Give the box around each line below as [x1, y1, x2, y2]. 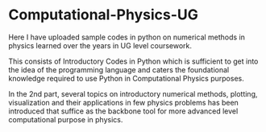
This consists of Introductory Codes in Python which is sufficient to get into [8, 56, 259, 66]
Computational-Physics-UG [8, 6, 199, 24]
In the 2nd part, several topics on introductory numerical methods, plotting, [8, 89, 258, 98]
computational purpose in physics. [8, 114, 123, 124]
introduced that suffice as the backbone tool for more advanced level [8, 106, 239, 116]
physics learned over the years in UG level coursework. [8, 40, 192, 50]
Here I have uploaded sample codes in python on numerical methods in [8, 32, 246, 42]
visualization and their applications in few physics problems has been [8, 97, 239, 107]
